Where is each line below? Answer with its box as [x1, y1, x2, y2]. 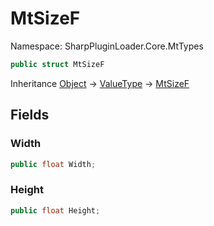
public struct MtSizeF [10, 59, 105, 69]
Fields [10, 107, 50, 124]
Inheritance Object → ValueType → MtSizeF [10, 77, 190, 89]
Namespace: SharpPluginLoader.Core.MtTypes [10, 40, 204, 52]
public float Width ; [10, 159, 97, 169]
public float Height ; [10, 205, 101, 216]
